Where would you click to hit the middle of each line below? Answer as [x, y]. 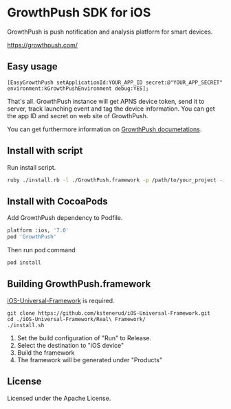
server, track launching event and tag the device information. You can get [111, 109]
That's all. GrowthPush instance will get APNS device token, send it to [106, 101]
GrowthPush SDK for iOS [79, 13]
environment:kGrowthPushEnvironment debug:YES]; [78, 88]
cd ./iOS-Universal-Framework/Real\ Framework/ [77, 319]
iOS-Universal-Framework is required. [61, 300]
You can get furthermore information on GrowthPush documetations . [104, 129]
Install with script [45, 151]
